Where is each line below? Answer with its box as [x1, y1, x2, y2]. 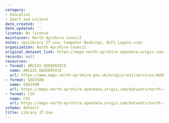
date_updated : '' [5, 26, 42, 31]
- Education [5, 12, 30, 17]
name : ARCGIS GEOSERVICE [10, 68, 62, 73]
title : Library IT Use [5, 110, 53, 115]
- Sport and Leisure [5, 17, 49, 22]
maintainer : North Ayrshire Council [5, 36, 82, 41]
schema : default [5, 105, 39, 110]
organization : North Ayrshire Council [5, 45, 87, 50]
